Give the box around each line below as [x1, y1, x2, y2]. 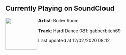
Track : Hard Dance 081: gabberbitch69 [38, 28, 121, 34]
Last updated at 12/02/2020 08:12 [38, 37, 110, 43]
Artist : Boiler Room [38, 17, 79, 23]
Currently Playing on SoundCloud [5, 4, 115, 13]
